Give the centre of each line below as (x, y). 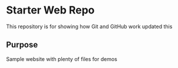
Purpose (22, 45)
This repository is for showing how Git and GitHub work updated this (89, 26)
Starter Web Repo (50, 10)
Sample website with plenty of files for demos (62, 59)
